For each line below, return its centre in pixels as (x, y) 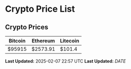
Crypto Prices (27, 27)
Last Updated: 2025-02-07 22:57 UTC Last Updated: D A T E (65, 61)
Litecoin (69, 41)
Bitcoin (17, 41)
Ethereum (43, 41)
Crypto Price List (40, 9)
